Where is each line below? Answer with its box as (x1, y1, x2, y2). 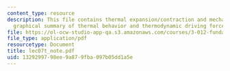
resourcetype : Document (7, 41, 75, 48)
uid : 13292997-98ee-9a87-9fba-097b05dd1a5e (7, 54, 133, 61)
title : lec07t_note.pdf (7, 48, 75, 55)
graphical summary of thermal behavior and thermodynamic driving (13, 22, 207, 29)
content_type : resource (7, 9, 75, 17)
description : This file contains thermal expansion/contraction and (7, 16, 207, 23)
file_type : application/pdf (7, 35, 88, 42)
